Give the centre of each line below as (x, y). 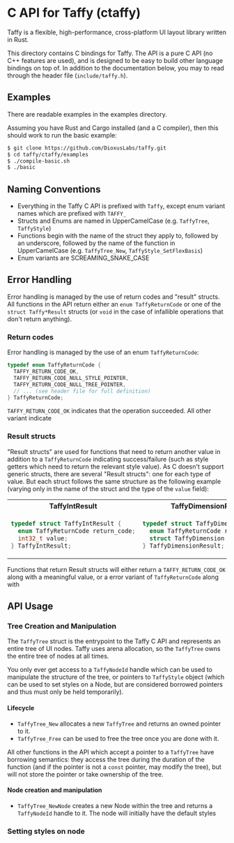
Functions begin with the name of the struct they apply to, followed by (118, 236)
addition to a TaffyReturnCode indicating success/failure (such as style (108, 459)
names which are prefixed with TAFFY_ (72, 214)
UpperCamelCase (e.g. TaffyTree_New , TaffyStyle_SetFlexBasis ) (110, 251)
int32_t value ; (43, 538)
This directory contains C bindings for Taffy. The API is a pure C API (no (110, 53)
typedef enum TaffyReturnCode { (54, 365)
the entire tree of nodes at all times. (58, 656)
